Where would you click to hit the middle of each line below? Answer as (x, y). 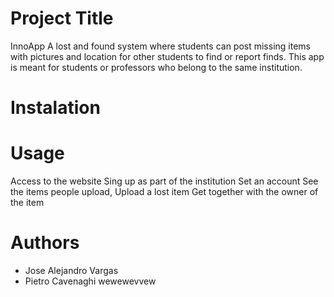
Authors (45, 243)
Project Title (62, 18)
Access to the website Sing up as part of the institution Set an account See (164, 181)
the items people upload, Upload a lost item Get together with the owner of (164, 192)
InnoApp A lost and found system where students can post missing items (160, 46)
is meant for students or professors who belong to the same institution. (156, 67)
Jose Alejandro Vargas (71, 270)
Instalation (55, 108)
